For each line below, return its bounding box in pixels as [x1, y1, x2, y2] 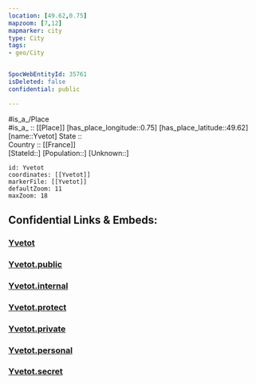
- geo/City [8, 49, 45, 57]
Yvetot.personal [8, 345, 73, 356]
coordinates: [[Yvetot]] [8, 170, 91, 178]
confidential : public [8, 85, 81, 93]
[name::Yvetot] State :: [8, 131, 82, 141]
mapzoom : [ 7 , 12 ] [8, 19, 62, 27]
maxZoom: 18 [8, 191, 48, 200]
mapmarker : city [8, 26, 62, 34]
